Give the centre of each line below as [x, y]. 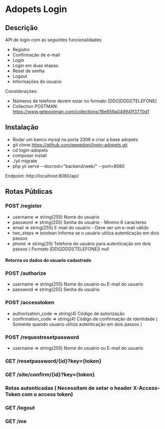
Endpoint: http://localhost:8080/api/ [42, 176]
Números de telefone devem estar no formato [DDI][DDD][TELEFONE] [84, 101]
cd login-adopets [30, 150]
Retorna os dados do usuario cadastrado [48, 260]
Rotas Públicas [29, 192]
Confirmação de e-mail [36, 55]
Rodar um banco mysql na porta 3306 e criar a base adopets [75, 139]
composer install [29, 155]
